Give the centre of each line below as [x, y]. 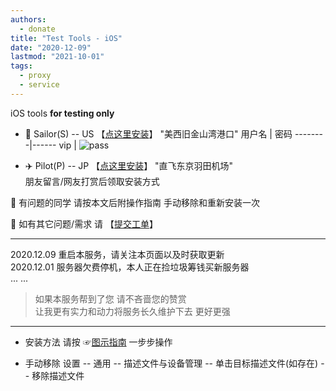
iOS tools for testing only [62, 113]
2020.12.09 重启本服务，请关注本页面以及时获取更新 [117, 254]
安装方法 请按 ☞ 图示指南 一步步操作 [98, 342]
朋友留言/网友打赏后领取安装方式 [92, 181]
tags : [21, 66]
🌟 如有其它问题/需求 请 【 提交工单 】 [84, 223]
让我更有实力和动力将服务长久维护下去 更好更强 [132, 311]
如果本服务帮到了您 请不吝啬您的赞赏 [110, 298]
